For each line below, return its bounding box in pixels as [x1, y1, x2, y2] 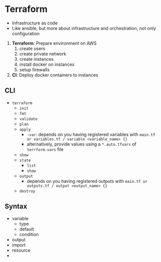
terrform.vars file [26, 146, 64, 152]
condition [19, 231, 39, 237]
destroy [19, 188, 35, 194]
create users [19, 45, 45, 51]
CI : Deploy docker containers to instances [11, 72, 98, 78]
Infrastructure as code [11, 20, 58, 26]
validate [19, 116, 38, 122]
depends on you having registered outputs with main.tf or [26, 178, 148, 184]
